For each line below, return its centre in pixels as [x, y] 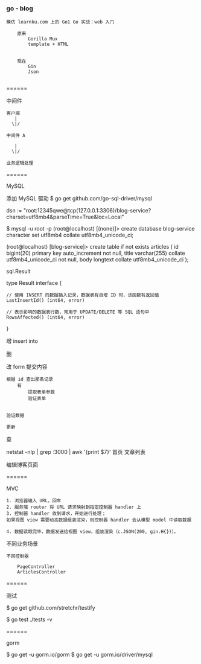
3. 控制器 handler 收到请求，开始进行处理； [56, 514]
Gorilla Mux [43, 39]
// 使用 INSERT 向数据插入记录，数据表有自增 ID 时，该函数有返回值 [83, 295]
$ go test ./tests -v [29, 619]
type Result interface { [34, 283]
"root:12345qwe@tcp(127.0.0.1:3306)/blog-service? [87, 211]
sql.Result [19, 271]
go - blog [20, 8]
